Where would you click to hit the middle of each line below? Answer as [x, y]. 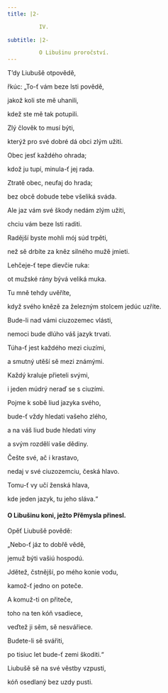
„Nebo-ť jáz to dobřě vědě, [47, 545]
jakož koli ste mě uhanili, [43, 101]
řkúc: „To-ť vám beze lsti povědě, [56, 87]
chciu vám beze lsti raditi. [45, 224]
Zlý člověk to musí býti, [41, 128]
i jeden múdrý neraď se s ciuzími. [56, 389]
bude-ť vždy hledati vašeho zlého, [57, 416]
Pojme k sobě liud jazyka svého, [54, 403]
